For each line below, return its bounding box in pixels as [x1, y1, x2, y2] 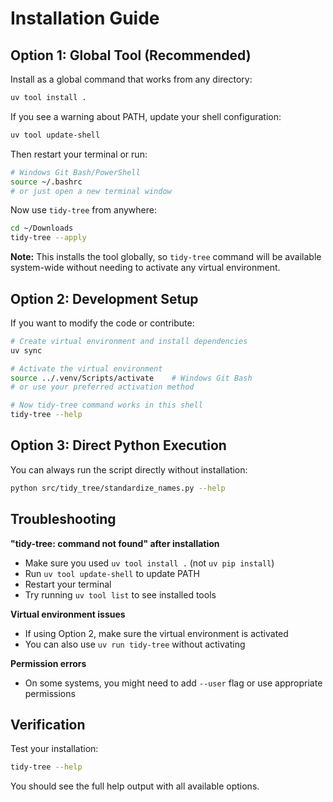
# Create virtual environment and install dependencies [10, 336, 248, 346]
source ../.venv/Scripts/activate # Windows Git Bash [10, 373, 253, 383]
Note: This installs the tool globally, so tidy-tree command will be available [10, 251, 322, 263]
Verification [10, 716, 86, 733]
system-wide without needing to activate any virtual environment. [10, 262, 281, 274]
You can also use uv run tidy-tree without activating [24, 638, 246, 650]
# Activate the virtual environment [10, 363, 163, 374]
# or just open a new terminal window [10, 186, 172, 196]
